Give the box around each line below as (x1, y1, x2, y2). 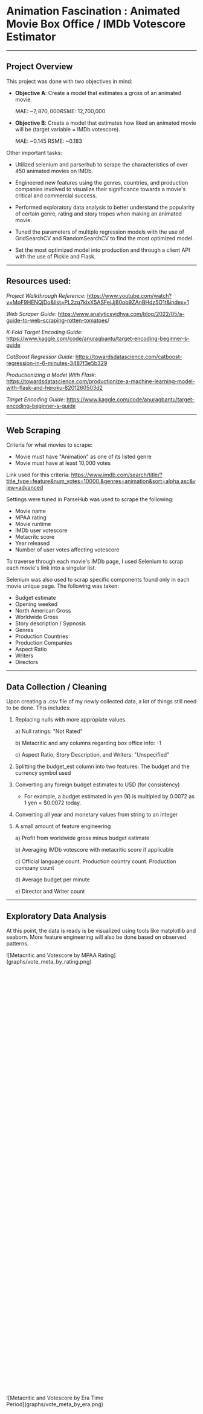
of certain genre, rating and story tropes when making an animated (14, 210, 182, 217)
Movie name (14, 507, 47, 515)
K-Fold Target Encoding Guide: (6, 328, 83, 335)
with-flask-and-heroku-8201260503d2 (6, 384, 103, 391)
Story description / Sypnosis (14, 620, 86, 627)
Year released (14, 540, 50, 547)
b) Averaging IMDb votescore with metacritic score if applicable (14, 846, 174, 853)
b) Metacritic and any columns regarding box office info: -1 (14, 740, 161, 747)
